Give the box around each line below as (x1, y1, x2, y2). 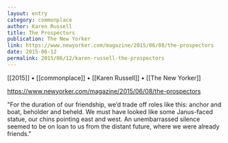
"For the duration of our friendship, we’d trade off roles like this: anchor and (7, 100, 222, 109)
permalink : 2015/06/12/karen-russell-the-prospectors (7, 55, 165, 62)
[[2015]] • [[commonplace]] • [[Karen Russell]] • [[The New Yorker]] (7, 74, 201, 82)
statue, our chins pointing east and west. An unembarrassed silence (7, 115, 200, 123)
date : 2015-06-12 (7, 49, 57, 56)
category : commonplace (7, 16, 72, 23)
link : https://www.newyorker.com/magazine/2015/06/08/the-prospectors (7, 42, 214, 49)
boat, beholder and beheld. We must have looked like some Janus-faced (7, 107, 214, 115)
